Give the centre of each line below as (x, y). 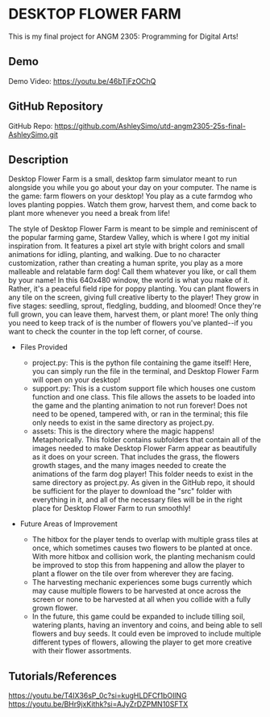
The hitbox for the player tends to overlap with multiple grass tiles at (145, 540)
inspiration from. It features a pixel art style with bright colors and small (127, 246)
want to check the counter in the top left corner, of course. (106, 332)
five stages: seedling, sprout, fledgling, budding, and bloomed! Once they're (135, 306)
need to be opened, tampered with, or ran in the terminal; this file (140, 414)
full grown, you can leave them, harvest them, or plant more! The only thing (133, 314)
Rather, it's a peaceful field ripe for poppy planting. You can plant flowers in (134, 289)
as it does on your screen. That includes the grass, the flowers (136, 457)
